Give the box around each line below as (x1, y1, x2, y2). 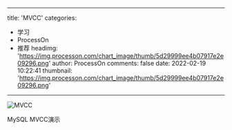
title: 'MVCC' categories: (7, 14, 77, 21)
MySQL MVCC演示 (7, 115, 61, 123)
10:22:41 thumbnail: (17, 66, 72, 75)
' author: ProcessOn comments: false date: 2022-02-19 (48, 59, 206, 67)
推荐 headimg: (17, 44, 59, 52)
